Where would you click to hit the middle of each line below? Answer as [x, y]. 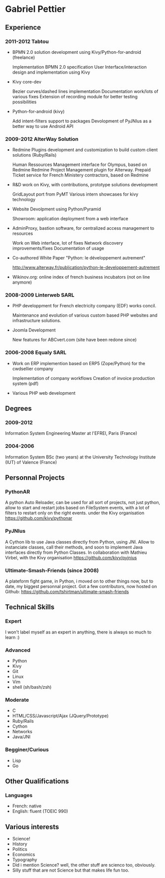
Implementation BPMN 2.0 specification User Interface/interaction [79, 67]
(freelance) [24, 57]
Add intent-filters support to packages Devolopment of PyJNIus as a [82, 121]
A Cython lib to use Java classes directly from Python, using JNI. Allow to [80, 542]
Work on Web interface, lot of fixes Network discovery [68, 243]
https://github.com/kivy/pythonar [39, 518]
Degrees [19, 409]
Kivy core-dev [27, 82]
